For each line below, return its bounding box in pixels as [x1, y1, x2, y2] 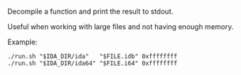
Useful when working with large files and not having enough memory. [7, 22, 234, 31]
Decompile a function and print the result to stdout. [7, 7, 174, 16]
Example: [7, 37, 38, 47]
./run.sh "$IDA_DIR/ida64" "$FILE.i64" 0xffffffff [7, 59, 178, 67]
